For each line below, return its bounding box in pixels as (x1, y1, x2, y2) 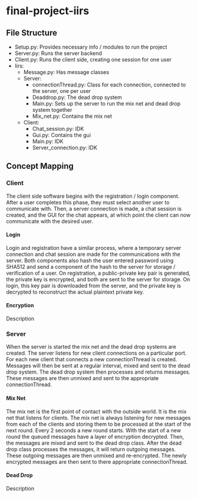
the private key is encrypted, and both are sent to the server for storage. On (6, 275, 191, 282)
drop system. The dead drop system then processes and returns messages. (6, 368, 191, 375)
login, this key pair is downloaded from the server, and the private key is (6, 282, 181, 289)
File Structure (6, 28, 57, 38)
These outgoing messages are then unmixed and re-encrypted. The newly (6, 452, 187, 459)
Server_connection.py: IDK (32, 144, 97, 151)
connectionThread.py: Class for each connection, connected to (32, 81, 186, 88)
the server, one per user (32, 88, 91, 94)
